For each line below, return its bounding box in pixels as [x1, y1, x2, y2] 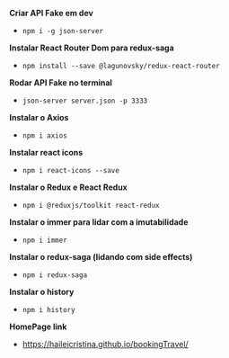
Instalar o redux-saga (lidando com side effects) [9, 252, 193, 262]
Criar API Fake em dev [9, 8, 94, 18]
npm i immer [22, 236, 67, 245]
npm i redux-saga [22, 271, 88, 280]
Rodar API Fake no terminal [9, 77, 112, 88]
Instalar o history [9, 287, 75, 297]
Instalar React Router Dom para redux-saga [9, 42, 175, 53]
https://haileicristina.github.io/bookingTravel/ [22, 339, 189, 349]
